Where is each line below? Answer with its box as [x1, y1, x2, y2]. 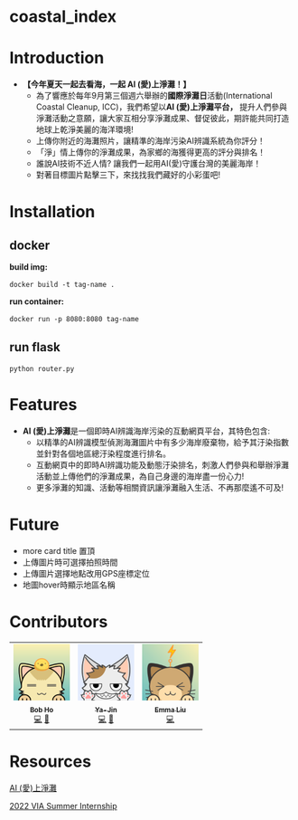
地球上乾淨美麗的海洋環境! [35, 124, 134, 135]
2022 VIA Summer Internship [9, 800, 117, 811]
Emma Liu [154, 705, 187, 714]
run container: [9, 296, 65, 307]
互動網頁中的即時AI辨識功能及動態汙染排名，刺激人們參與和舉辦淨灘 [35, 459, 290, 470]
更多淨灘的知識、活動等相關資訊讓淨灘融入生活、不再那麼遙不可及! [35, 482, 284, 492]
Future [9, 514, 61, 535]
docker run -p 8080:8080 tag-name [9, 315, 140, 324]
